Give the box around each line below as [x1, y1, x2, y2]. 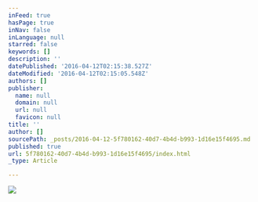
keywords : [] [8, 48, 51, 56]
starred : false [8, 41, 58, 49]
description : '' [8, 56, 61, 63]
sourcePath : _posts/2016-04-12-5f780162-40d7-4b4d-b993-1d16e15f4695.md [8, 135, 251, 143]
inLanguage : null [8, 33, 65, 41]
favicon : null [15, 114, 61, 121]
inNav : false [8, 26, 51, 34]
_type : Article [8, 157, 58, 165]
